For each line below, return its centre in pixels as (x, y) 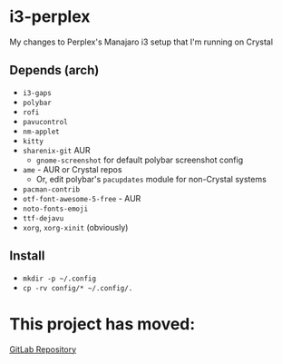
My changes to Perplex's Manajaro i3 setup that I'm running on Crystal (141, 42)
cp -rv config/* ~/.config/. (78, 288)
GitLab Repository (43, 349)
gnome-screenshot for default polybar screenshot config (139, 160)
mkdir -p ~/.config (59, 279)
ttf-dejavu (43, 218)
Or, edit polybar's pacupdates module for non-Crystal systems (151, 179)
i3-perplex (50, 17)
